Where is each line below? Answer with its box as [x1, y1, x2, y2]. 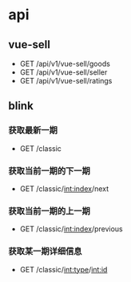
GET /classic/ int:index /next [19, 183, 109, 194]
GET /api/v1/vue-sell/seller [19, 67, 108, 77]
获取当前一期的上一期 [8, 205, 90, 216]
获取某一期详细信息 [8, 246, 82, 257]
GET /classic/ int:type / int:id [19, 264, 108, 274]
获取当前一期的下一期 [8, 165, 90, 176]
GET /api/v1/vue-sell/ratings [19, 76, 113, 85]
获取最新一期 [8, 125, 58, 136]
